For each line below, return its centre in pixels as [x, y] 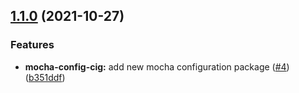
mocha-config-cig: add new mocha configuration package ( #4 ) [157, 66]
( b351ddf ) [45, 77]
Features [32, 45]
